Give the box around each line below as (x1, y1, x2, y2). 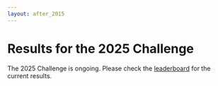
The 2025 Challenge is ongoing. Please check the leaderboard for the (7, 64, 211, 73)
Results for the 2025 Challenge (7, 40, 195, 56)
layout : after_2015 (7, 10, 65, 18)
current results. (7, 71, 52, 80)
